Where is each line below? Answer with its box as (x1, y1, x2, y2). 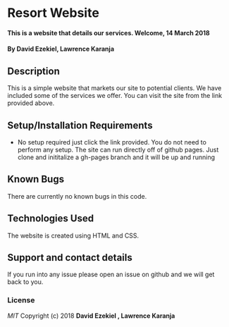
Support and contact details (7, 252, 132, 264)
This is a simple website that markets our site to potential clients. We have (7, 84, 222, 92)
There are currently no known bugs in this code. (7, 192, 147, 200)
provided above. (7, 99, 55, 107)
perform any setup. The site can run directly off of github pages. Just (17, 146, 219, 154)
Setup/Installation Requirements (7, 119, 153, 131)
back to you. (7, 278, 44, 286)
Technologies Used (7, 213, 94, 225)
